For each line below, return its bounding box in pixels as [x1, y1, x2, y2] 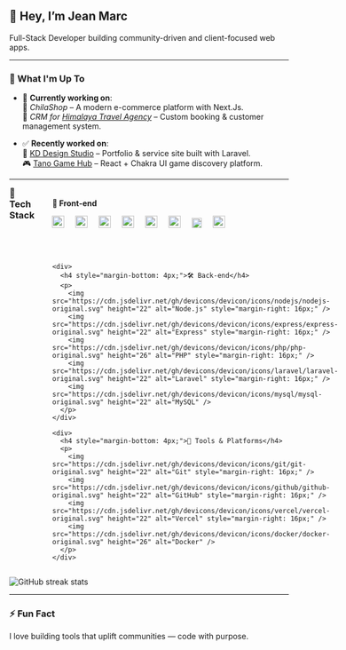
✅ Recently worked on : [21, 139, 109, 149]
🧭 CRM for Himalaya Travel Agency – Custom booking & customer [21, 112, 264, 123]
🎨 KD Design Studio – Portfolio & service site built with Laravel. [21, 148, 251, 159]
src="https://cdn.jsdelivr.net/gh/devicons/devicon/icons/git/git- [51, 459, 307, 469]
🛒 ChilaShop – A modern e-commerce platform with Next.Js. [21, 102, 244, 113]
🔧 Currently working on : [21, 92, 113, 103]
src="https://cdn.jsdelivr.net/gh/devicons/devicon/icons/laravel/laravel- [51, 366, 339, 376]
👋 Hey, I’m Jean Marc [9, 9, 129, 24]
